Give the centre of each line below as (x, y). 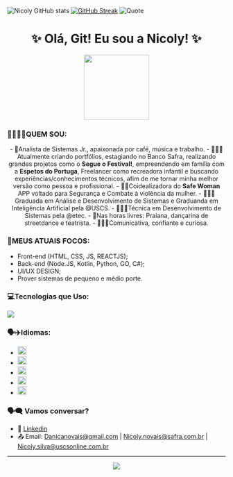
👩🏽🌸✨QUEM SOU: (37, 134)
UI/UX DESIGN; (39, 271)
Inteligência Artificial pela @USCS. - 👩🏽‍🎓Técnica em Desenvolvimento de (116, 208)
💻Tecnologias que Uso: (48, 296)
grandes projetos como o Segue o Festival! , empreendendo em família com (116, 164)
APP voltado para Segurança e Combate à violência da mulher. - (110, 194)
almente (33, 157)
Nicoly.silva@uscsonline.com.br (63, 446)
